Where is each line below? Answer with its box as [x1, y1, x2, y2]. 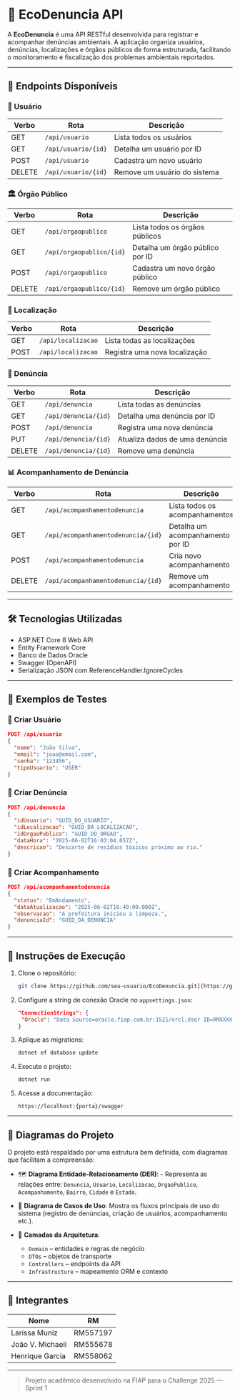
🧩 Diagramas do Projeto [7, 1129, 114, 1141]
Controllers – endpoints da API [28, 1260, 121, 1268]
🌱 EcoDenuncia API [7, 6, 124, 23]
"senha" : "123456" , [14, 757, 72, 765]
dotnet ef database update [17, 1050, 99, 1057]
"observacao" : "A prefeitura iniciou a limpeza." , [14, 910, 168, 917]
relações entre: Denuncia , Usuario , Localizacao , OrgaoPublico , [17, 1180, 199, 1189]
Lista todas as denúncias [117, 399, 201, 409]
